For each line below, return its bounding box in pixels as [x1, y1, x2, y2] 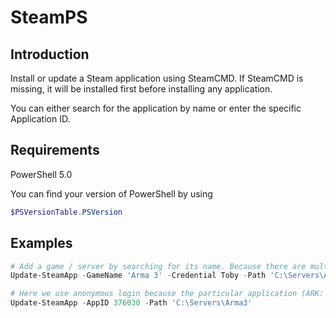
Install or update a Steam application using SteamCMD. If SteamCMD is [10, 72, 304, 84]
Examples [10, 235, 73, 252]
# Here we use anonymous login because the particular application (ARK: [10, 289, 325, 299]
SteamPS [10, 6, 88, 29]
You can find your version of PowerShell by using [10, 187, 213, 200]
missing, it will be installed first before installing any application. [10, 83, 273, 95]
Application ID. [10, 113, 71, 125]
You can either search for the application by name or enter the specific [10, 102, 302, 114]
